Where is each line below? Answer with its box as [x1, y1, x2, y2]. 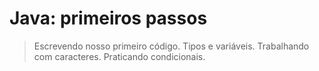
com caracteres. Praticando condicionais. [33, 50, 206, 62]
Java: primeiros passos [9, 7, 208, 30]
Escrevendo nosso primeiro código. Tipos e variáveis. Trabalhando [33, 40, 310, 52]
